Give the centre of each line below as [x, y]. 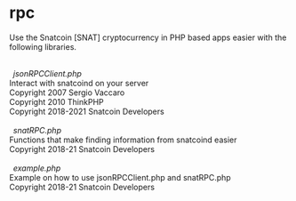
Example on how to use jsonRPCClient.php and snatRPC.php [120, 177]
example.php [37, 168]
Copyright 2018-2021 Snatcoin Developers [87, 111]
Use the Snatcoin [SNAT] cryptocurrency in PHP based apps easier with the [148, 37]
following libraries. [43, 46]
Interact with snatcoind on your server [79, 83]
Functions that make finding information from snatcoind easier [123, 140]
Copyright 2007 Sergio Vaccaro [67, 92]
